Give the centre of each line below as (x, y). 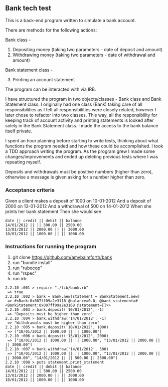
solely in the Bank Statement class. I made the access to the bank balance (82, 125)
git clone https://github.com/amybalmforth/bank (62, 257)
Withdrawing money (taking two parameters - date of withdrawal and (84, 55)
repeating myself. (23, 162)
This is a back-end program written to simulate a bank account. (71, 20)
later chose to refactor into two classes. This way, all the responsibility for (81, 115)
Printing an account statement (44, 79)
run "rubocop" (27, 268)
